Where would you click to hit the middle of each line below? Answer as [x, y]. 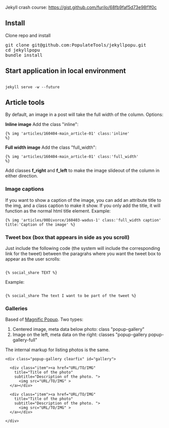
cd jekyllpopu [23, 50]
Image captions [25, 189]
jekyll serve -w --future [32, 87]
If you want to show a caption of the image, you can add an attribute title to [83, 200]
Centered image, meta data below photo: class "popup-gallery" [78, 329]
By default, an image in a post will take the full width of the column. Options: [84, 115]
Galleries [16, 308]
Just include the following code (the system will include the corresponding [83, 248]
